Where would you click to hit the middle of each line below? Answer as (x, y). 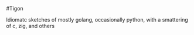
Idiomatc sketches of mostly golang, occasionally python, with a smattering (97, 20)
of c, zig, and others (30, 26)
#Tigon (15, 8)
